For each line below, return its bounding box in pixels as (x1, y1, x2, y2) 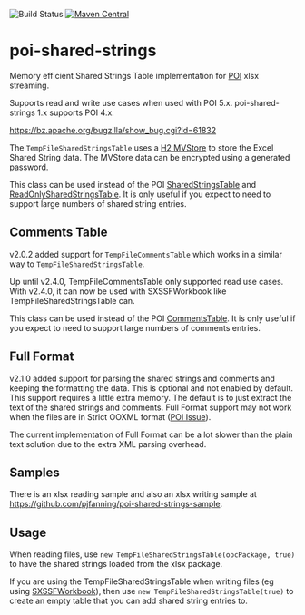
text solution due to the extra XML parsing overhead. (9, 438, 207, 449)
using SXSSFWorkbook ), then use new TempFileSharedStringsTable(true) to (9, 586, 294, 597)
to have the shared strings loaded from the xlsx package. (9, 559, 223, 570)
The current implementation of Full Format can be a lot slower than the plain (9, 429, 293, 440)
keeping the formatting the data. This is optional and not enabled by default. (9, 382, 293, 394)
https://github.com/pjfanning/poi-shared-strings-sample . (9, 499, 223, 510)
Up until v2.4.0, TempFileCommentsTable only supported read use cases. (9, 276, 284, 287)
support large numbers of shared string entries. (9, 198, 188, 209)
